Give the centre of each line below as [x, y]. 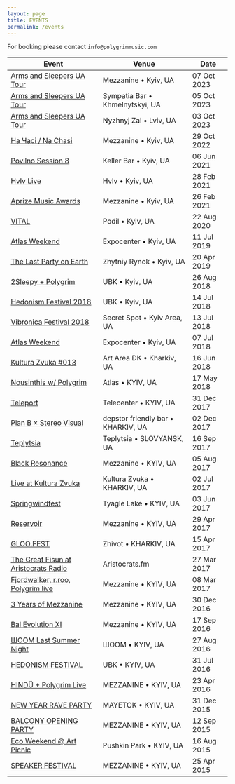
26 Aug [204, 278]
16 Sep [204, 439]
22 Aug [204, 217]
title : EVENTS [28, 20]
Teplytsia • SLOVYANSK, [143, 439]
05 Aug [204, 459]
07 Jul [202, 338]
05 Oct [204, 96]
